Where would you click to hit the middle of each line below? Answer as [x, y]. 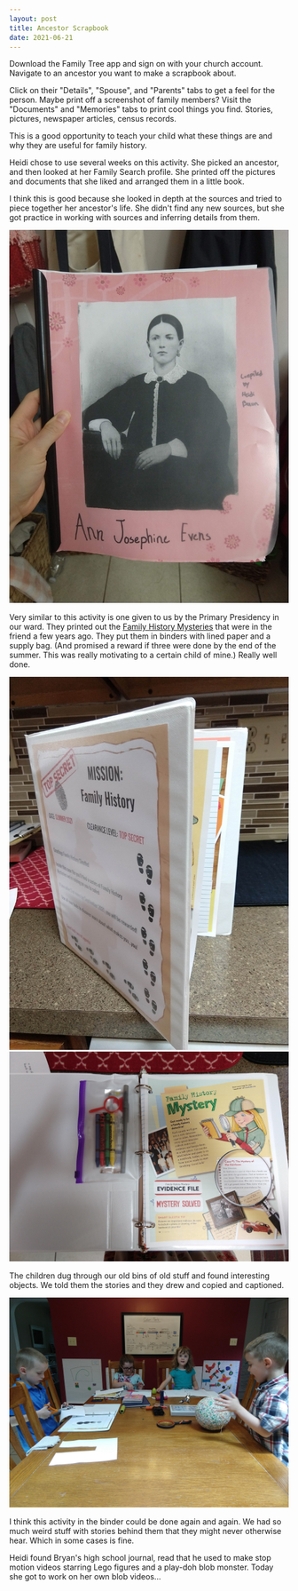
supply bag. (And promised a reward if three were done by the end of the [143, 646]
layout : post [33, 19]
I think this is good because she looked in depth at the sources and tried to [145, 199]
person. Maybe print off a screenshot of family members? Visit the [130, 100]
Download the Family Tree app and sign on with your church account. [136, 64]
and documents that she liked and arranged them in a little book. [127, 181]
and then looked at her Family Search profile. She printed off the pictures [142, 172]
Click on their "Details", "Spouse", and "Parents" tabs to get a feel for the [142, 91]
